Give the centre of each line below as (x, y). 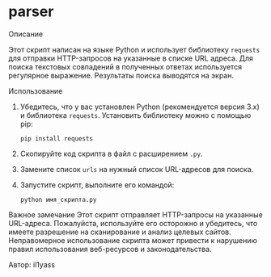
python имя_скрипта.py (58, 199)
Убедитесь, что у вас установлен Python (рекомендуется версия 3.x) (140, 107)
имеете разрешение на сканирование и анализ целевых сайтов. (120, 232)
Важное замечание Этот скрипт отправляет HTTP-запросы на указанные (135, 214)
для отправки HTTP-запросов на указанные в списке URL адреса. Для (131, 58)
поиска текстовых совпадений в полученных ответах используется (125, 66)
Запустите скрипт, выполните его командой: (97, 185)
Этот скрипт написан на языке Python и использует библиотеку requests (134, 49)
